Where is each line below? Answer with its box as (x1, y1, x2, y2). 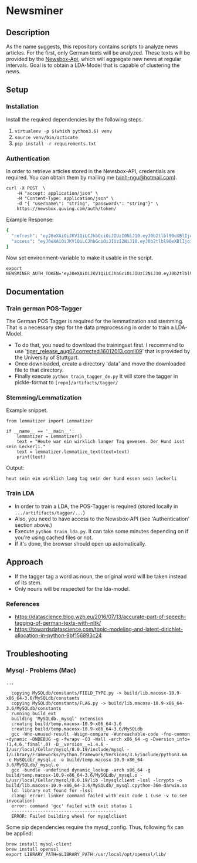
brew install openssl (6, 846, 59, 852)
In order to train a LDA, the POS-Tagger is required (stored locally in (14, 503, 178, 510)
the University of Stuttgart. (14, 354, 79, 361)
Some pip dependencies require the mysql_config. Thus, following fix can (6, 823, 184, 831)
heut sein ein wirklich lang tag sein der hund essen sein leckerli (6, 476, 177, 482)
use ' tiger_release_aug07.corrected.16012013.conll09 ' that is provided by (14, 348, 191, 355)
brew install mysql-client (6, 841, 72, 847)
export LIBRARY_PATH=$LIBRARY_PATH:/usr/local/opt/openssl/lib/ (6, 851, 167, 857)
